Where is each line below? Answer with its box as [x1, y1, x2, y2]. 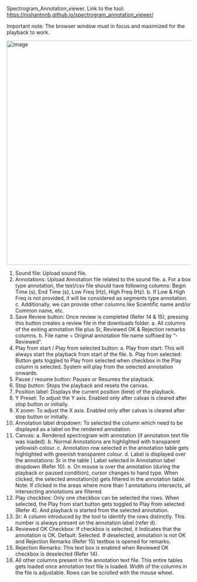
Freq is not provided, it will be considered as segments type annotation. [15, 295, 188, 301]
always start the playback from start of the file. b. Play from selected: [15, 351, 182, 358]
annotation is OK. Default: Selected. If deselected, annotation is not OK [15, 531, 186, 539]
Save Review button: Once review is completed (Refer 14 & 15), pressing [15, 314, 189, 320]
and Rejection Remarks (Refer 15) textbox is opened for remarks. [15, 538, 171, 545]
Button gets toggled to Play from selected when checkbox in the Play [15, 357, 182, 364]
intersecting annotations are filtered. [15, 488, 103, 495]
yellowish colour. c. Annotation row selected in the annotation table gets [15, 445, 189, 451]
